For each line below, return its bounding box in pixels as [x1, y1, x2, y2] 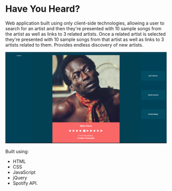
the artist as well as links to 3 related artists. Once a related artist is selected [5, 31, 166, 37]
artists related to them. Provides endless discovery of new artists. [5, 41, 143, 48]
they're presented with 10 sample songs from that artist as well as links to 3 [5, 36, 164, 43]
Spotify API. [12, 180, 38, 186]
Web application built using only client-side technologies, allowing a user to [5, 20, 165, 26]
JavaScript [12, 169, 36, 175]
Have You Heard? [5, 3, 80, 15]
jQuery [12, 175, 27, 181]
